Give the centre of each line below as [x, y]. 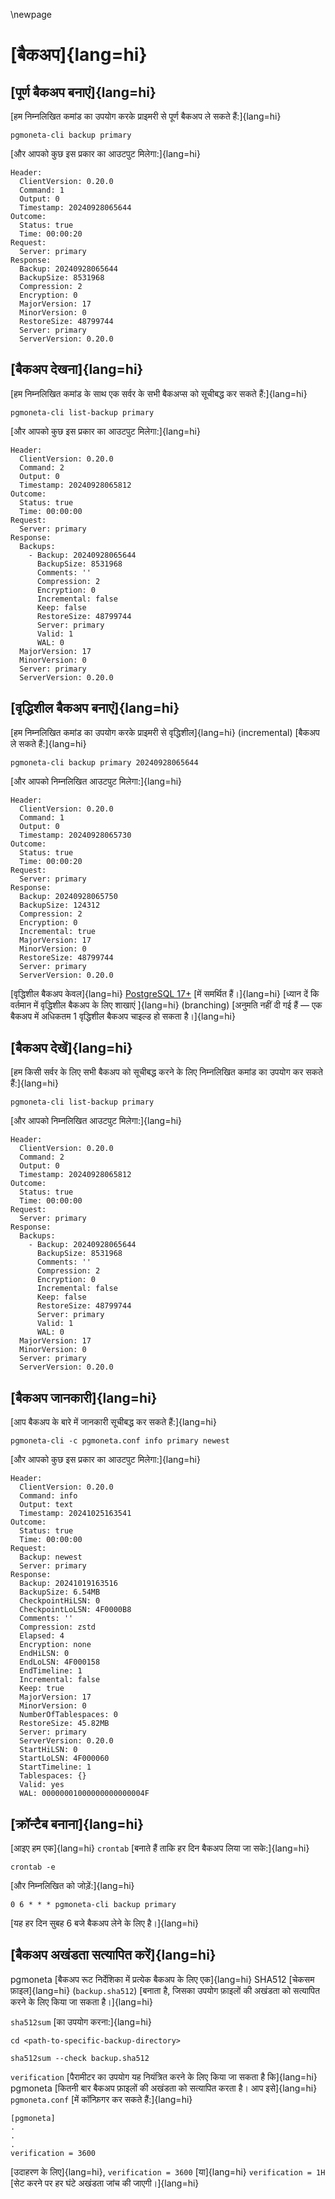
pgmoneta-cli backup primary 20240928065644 [104, 762]
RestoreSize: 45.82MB [64, 1724]
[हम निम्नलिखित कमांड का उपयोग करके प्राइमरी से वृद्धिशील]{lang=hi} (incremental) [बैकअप [165, 732]
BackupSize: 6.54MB [60, 1592]
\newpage [31, 14]
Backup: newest [51, 1557]
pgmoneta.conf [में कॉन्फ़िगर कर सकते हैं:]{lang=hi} [101, 2099]
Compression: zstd [58, 1627]
